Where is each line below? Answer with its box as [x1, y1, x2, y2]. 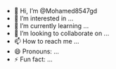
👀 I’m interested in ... [13, 14, 74, 23]
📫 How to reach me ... [13, 37, 79, 45]
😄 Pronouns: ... [13, 47, 60, 56]
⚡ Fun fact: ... [13, 55, 53, 63]
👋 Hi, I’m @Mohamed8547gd [13, 7, 98, 15]
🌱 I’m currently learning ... [13, 22, 89, 30]
